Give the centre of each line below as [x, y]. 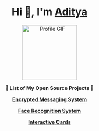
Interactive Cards [49, 122]
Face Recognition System [49, 111]
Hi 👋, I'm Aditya [49, 12]
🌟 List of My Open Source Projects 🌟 [49, 88]
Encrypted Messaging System [49, 99]
